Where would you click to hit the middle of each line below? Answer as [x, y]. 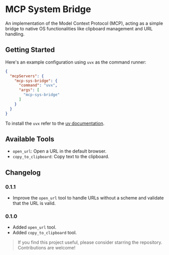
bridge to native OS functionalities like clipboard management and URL [79, 28]
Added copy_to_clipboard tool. [45, 233]
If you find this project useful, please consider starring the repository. [90, 242]
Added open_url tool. [34, 227]
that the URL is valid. [34, 203]
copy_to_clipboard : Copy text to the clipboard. [61, 157]
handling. [15, 34]
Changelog [23, 172]
